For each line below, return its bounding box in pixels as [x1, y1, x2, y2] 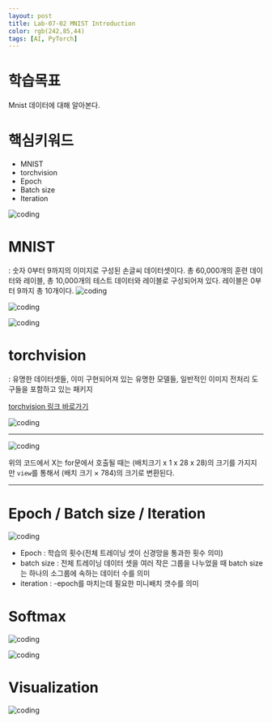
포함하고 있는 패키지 [29, 385, 93, 394]
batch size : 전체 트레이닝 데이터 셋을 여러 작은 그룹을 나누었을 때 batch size [19, 557, 263, 568]
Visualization [8, 678, 99, 697]
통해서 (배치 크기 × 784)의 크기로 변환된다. [40, 468, 176, 477]
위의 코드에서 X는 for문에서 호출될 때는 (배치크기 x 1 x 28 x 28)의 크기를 [8, 458, 236, 467]
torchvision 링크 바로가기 [8, 402, 89, 411]
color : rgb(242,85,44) [8, 27, 85, 35]
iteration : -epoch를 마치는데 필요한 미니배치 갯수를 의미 [19, 578, 199, 588]
